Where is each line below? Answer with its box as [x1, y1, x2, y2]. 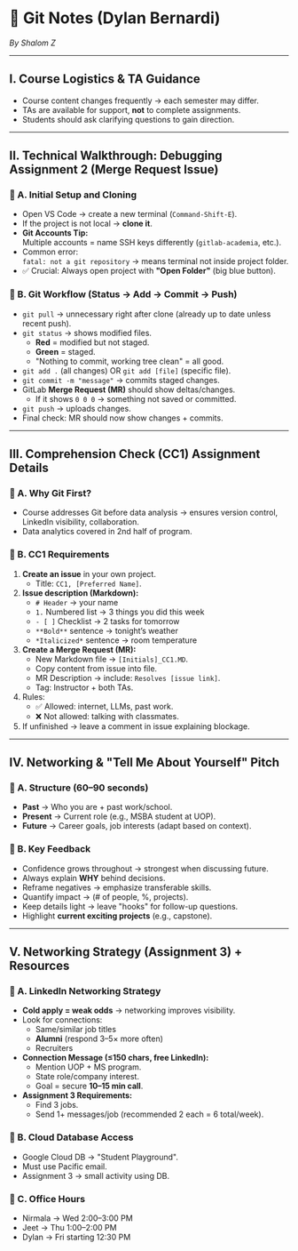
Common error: [21, 246, 78, 257]
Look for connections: [21, 1014, 103, 1025]
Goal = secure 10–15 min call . [35, 1080, 144, 1092]
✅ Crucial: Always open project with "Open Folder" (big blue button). [21, 266, 277, 277]
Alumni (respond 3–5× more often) [35, 1033, 164, 1044]
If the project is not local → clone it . [21, 218, 153, 229]
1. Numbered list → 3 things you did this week [35, 606, 205, 617]
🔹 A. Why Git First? [9, 487, 91, 500]
